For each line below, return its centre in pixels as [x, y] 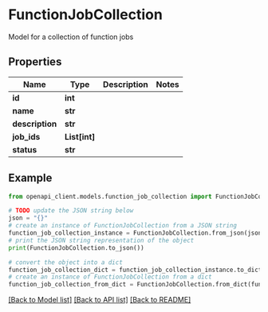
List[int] [80, 136]
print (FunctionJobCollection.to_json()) [77, 248]
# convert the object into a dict [66, 262]
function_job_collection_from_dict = [71, 285]
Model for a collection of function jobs [71, 37]
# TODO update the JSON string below [71, 211]
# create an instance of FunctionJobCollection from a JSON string [123, 226]
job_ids [26, 136]
